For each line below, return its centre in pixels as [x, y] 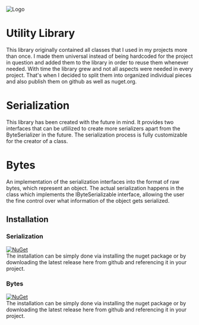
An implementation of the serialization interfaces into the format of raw [93, 181]
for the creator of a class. [37, 141]
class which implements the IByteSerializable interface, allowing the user [95, 194]
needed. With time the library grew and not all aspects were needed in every [99, 69]
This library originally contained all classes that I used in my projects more [97, 49]
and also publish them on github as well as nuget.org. [72, 81]
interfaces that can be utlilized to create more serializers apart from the [93, 128]
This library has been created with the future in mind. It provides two [90, 122]
